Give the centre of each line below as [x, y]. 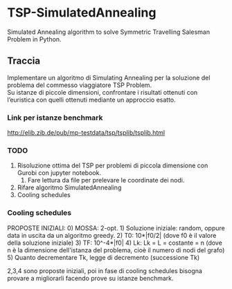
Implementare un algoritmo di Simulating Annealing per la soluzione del [109, 77]
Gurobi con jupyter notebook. [59, 173]
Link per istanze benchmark [55, 118]
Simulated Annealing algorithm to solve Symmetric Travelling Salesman [108, 32]
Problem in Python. [34, 39]
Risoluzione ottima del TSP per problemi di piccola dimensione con [113, 166]
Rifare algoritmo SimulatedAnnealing [69, 187]
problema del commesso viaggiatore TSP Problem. [80, 85]
